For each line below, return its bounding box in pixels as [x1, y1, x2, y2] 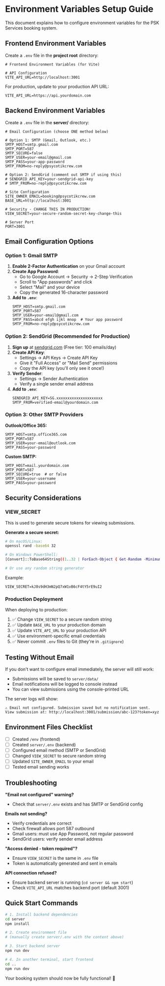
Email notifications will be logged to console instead [12, 681, 118, 687]
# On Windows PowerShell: [5, 552, 58, 558]
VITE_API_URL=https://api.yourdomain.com [5, 93, 91, 98]
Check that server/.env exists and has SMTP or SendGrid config [12, 801, 143, 807]
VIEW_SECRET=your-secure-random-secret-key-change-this [5, 211, 122, 216]
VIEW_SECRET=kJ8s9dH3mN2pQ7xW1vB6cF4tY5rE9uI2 [5, 584, 102, 589]
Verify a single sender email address [19, 381, 94, 387]
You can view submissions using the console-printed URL [12, 686, 129, 692]
